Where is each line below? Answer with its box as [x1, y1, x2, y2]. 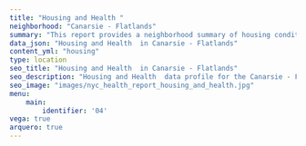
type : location [9, 55, 67, 64]
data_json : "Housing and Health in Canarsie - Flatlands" [9, 38, 239, 48]
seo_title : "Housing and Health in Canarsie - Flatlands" [9, 64, 239, 73]
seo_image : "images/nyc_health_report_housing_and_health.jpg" [9, 81, 255, 90]
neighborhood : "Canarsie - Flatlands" [9, 22, 157, 31]
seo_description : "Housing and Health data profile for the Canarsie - [9, 73, 291, 82]
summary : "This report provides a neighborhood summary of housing [9, 30, 271, 39]
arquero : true [9, 123, 64, 132]
